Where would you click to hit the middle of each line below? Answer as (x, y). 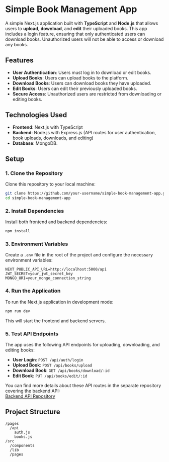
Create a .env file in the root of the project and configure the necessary (79, 255)
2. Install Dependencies (35, 211)
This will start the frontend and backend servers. (56, 321)
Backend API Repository (30, 396)
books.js (23, 437)
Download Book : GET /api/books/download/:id (61, 370)
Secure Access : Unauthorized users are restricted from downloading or (87, 94)
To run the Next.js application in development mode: (59, 302)
